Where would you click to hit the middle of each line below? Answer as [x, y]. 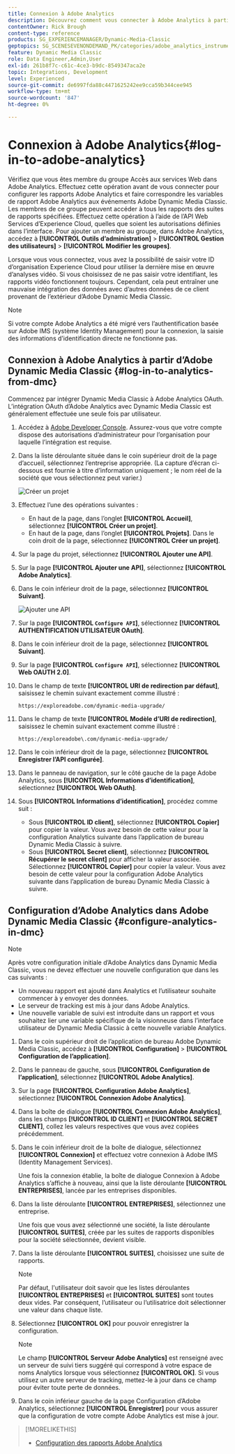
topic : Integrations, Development [58, 72]
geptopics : [24, 46]
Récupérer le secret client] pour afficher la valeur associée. [115, 859]
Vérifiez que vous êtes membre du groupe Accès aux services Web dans [113, 179]
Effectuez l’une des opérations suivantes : [78, 505]
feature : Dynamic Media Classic [55, 53]
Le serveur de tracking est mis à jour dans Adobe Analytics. [104, 1006]
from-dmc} [33, 382]
